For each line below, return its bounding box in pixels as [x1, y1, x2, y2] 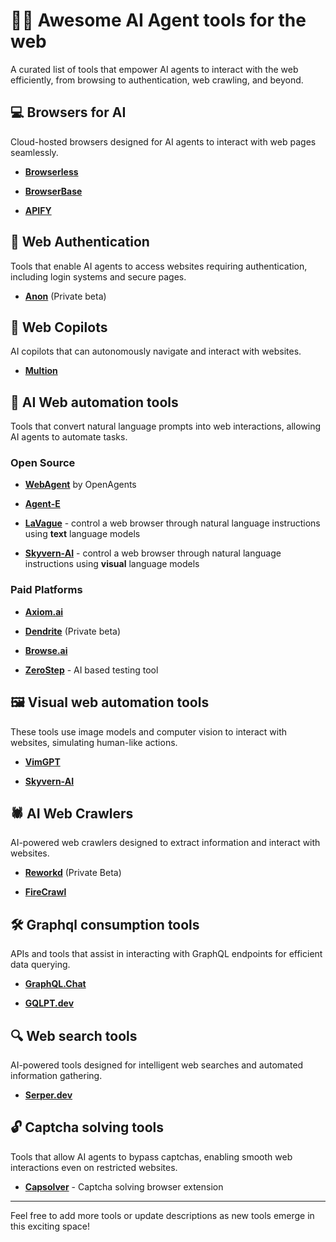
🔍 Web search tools [10, 1027, 138, 1044]
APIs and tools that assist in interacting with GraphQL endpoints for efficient [10, 948, 323, 960]
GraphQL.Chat [24, 978, 87, 990]
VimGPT [24, 755, 61, 768]
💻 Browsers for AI [10, 104, 127, 121]
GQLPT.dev [24, 997, 75, 1009]
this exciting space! [10, 1220, 91, 1232]
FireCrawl [24, 886, 67, 898]
